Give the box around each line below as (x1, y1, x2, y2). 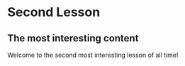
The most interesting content (7, 32, 139, 44)
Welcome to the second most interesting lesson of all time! (7, 51, 179, 59)
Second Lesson (7, 4, 101, 20)
